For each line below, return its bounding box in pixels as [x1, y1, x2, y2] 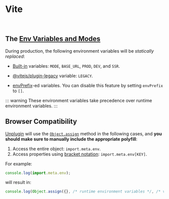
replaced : [5, 53, 25, 59]
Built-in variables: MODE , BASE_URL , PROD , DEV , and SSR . [12, 63, 120, 69]
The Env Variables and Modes [5, 35, 101, 43]
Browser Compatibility [5, 117, 77, 126]
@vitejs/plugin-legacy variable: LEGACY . [12, 73, 93, 79]
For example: [5, 160, 33, 166]
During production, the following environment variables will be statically [5, 48, 154, 54]
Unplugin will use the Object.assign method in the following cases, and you [5, 130, 162, 136]
